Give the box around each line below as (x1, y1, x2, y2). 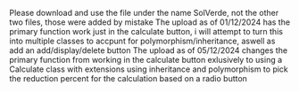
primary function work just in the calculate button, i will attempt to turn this (9, 27, 284, 36)
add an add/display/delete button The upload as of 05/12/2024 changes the (9, 45, 288, 56)
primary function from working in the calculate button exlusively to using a (9, 55, 283, 65)
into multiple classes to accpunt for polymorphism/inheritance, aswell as (9, 35, 276, 46)
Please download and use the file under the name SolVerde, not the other (9, 8, 279, 18)
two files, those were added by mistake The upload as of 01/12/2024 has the (9, 17, 291, 27)
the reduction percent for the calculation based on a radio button (9, 73, 248, 83)
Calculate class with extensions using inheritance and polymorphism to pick (9, 64, 288, 74)
